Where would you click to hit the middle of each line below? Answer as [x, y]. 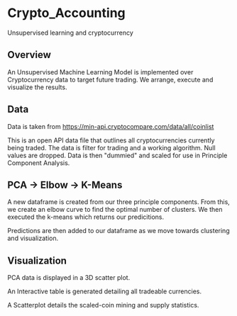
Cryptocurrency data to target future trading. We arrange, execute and [110, 79]
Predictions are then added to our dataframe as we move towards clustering [118, 231]
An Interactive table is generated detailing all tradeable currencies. [105, 291]
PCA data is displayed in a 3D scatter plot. [69, 278]
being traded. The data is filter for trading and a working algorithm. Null [111, 147]
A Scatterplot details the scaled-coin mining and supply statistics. [103, 305]
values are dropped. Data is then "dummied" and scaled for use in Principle [117, 155]
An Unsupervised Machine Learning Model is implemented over [100, 72]
